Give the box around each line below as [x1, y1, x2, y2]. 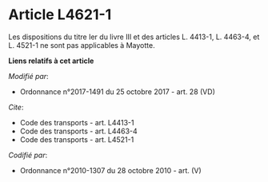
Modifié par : [8, 71, 50, 81]
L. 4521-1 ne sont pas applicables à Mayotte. [8, 40, 155, 49]
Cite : [8, 102, 24, 112]
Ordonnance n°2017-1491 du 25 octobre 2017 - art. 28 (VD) [19, 86, 216, 97]
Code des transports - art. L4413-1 [19, 117, 134, 127]
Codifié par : [8, 150, 48, 160]
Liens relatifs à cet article [8, 56, 94, 65]
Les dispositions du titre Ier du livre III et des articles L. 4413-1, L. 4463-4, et [8, 32, 260, 42]
